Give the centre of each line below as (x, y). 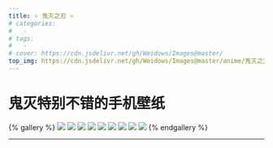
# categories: (32, 23)
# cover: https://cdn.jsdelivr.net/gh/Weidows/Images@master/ (116, 53)
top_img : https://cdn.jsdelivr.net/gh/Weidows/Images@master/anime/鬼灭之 (136, 61)
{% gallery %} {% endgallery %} (108, 127)
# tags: (22, 38)
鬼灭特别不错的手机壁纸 (87, 104)
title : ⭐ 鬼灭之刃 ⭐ (41, 16)
